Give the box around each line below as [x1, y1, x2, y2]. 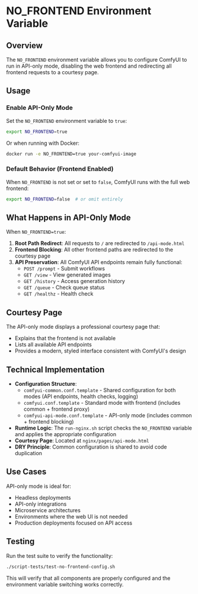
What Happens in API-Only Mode [6, 212, 132, 223]
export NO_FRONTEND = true [6, 129, 68, 135]
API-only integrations [14, 500, 67, 507]
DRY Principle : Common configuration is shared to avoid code [14, 443, 167, 450]
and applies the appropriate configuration [14, 431, 117, 438]
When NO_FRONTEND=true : [6, 228, 66, 236]
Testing [6, 536, 35, 547]
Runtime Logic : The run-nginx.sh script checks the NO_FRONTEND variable [14, 424, 193, 431]
